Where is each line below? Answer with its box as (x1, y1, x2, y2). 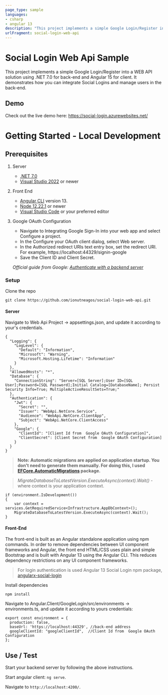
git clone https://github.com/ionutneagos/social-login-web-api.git (5, 298, 151, 303)
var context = (14, 502, 43, 507)
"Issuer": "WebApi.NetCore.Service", (18, 409, 97, 414)
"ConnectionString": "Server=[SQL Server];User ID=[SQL (14, 378, 133, 383)
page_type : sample (5, 7, 43, 13)
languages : (5, 12, 28, 17)
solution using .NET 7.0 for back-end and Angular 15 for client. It (5, 74, 137, 80)
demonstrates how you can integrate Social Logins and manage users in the (5, 79, 161, 85)
